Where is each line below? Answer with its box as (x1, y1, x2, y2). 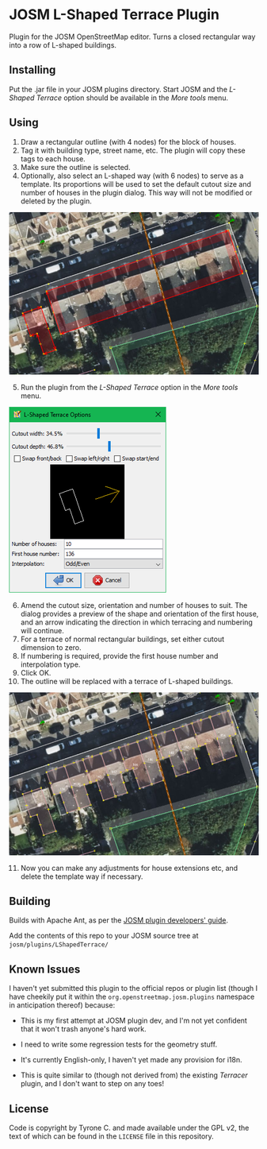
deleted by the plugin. (20, 196, 92, 206)
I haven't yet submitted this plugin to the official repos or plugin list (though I (9, 984, 258, 993)
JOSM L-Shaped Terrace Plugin (9, 6, 220, 24)
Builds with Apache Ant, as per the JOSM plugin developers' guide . (9, 915, 229, 925)
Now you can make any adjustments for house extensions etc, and (20, 863, 238, 872)
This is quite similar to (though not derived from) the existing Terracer (20, 1070, 248, 1080)
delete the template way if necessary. (20, 872, 143, 881)
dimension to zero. (20, 643, 82, 652)
